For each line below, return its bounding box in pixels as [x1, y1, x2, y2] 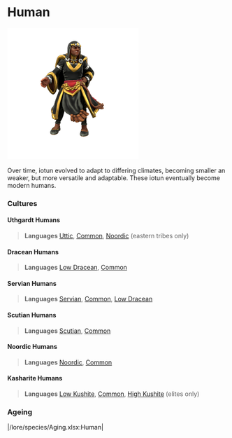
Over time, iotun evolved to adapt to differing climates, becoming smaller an [7, 166, 226, 174]
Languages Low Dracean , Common [24, 264, 128, 272]
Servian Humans [7, 279, 57, 287]
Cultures [7, 198, 38, 208]
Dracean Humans [7, 247, 59, 256]
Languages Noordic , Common [24, 358, 113, 367]
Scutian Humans [7, 311, 57, 320]
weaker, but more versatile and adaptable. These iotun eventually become [7, 173, 220, 182]
